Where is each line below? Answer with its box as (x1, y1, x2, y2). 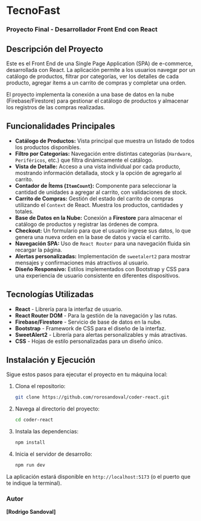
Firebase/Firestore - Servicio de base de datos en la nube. (14, 318, 162, 325)
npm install (14, 439, 45, 446)
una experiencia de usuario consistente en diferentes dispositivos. (14, 272, 180, 279)
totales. (14, 208, 34, 215)
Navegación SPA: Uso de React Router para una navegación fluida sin (14, 240, 191, 247)
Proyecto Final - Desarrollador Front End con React (6, 25, 158, 34)
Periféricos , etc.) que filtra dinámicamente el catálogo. (14, 156, 153, 164)
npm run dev (14, 462, 45, 468)
